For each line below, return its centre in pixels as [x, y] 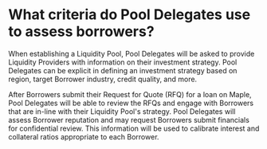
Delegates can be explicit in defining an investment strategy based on [123, 70]
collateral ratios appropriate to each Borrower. [84, 136]
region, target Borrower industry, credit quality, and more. [103, 79]
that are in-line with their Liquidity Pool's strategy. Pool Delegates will [122, 111]
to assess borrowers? [81, 31]
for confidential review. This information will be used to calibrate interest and [134, 128]
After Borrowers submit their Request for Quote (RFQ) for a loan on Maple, [130, 94]
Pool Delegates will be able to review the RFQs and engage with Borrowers [131, 103]
